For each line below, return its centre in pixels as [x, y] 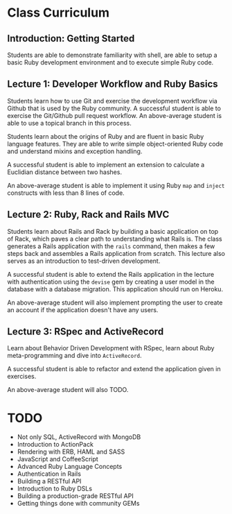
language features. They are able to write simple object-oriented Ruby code [115, 144]
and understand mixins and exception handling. [75, 151]
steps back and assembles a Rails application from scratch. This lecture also [116, 253]
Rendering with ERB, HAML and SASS [71, 452]
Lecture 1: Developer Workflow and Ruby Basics [113, 84]
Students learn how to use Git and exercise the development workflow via [113, 101]
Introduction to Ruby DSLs [54, 489]
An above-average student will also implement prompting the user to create [115, 302]
